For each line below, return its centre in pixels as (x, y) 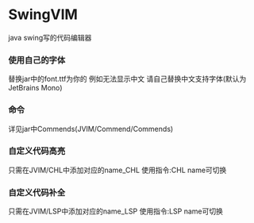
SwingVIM (43, 15)
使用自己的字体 (37, 60)
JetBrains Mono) (35, 88)
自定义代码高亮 (37, 151)
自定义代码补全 (37, 192)
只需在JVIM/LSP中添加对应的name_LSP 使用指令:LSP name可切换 (116, 211)
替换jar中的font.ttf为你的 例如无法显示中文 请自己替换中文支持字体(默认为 (127, 79)
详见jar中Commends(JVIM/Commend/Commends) (91, 129)
